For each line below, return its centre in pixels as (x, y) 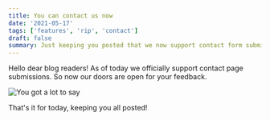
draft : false (30, 38)
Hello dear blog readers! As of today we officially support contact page (126, 68)
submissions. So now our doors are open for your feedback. (108, 77)
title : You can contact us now (61, 16)
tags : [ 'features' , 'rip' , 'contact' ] (73, 30)
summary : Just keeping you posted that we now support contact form (125, 46)
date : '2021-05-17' (41, 23)
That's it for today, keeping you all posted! (78, 108)
